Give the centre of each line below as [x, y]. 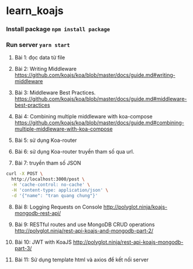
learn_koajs [35, 11]
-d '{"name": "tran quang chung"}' [55, 195]
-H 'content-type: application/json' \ [60, 190]
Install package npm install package [58, 29]
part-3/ [23, 248]
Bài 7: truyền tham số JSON [48, 163]
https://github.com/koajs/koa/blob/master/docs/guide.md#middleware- [101, 99]
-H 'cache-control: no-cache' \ [51, 185]
